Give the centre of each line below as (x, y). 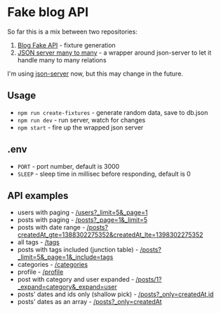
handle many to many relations (62, 60)
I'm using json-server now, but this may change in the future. (95, 74)
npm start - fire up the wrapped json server (80, 127)
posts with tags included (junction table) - (78, 250)
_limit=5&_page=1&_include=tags (65, 257)
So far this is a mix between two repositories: (73, 32)
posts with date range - (51, 228)
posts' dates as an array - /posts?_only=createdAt (90, 302)
